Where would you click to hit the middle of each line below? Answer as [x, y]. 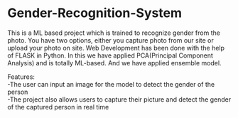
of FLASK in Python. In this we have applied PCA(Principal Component [110, 55]
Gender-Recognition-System [95, 13]
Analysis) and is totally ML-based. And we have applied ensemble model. [114, 63]
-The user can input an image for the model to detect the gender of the [111, 84]
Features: [21, 77]
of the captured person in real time [58, 107]
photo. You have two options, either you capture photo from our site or [111, 40]
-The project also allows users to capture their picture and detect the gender [119, 99]
